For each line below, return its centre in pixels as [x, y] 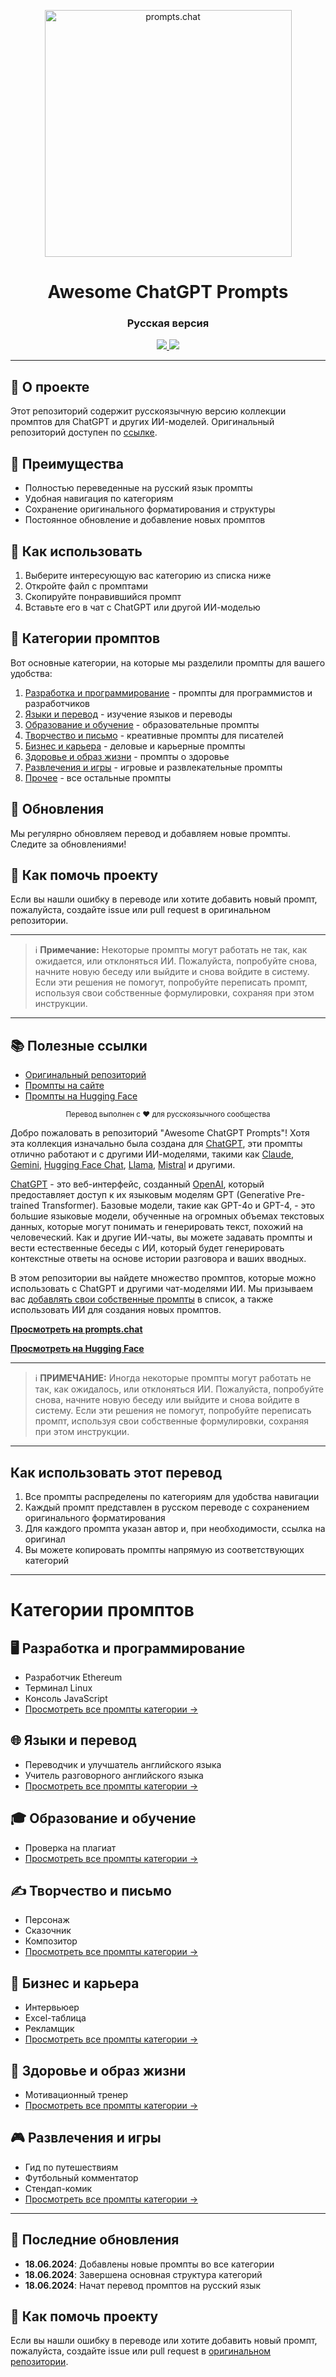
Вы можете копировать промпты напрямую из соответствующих [164, 1549]
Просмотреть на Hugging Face [77, 1349]
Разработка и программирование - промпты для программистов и [168, 692]
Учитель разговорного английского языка [114, 1775]
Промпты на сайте [64, 1086]
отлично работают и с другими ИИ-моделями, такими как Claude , [152, 1154]
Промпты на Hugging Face [81, 1096]
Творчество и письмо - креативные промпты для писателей [154, 735]
